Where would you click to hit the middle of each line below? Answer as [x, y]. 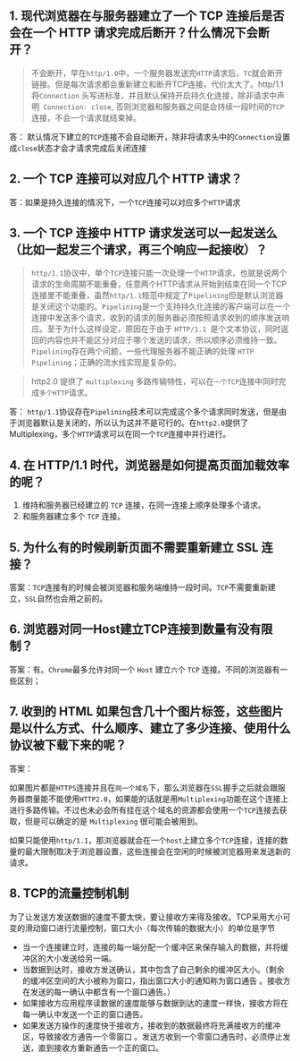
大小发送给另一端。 [81, 958]
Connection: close [77, 107]
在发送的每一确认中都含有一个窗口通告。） [99, 991]
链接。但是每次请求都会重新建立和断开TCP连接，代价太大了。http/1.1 [157, 84]
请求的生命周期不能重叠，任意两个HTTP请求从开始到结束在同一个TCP [159, 284]
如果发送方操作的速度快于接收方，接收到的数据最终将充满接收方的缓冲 [151, 1025]
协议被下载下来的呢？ [68, 745]
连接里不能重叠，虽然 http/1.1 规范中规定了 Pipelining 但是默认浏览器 [157, 295]
